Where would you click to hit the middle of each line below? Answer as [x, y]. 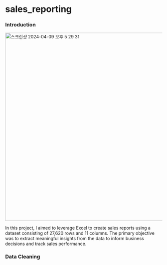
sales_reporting [39, 9]
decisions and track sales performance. [46, 244]
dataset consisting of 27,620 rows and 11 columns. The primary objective [80, 233]
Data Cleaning [23, 257]
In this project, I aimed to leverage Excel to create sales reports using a [78, 228]
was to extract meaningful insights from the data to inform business [75, 239]
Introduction [20, 25]
